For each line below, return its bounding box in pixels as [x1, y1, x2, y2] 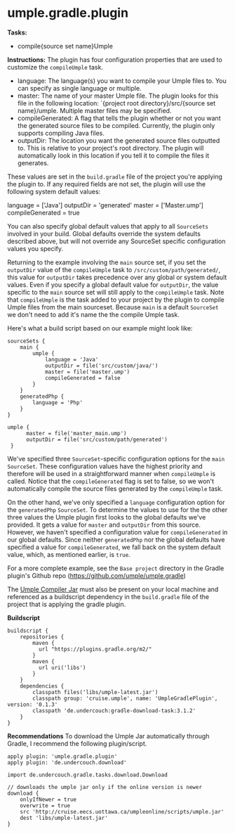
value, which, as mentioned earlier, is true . [7, 550, 131, 558]
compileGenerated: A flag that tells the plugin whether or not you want [17, 114, 221, 122]
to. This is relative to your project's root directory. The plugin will [17, 143, 204, 152]
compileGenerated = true [7, 208, 80, 217]
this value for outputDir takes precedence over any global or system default [7, 273, 227, 281]
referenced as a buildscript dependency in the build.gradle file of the [7, 592, 210, 601]
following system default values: [7, 187, 101, 195]
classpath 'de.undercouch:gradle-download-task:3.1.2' [32, 707, 196, 714]
